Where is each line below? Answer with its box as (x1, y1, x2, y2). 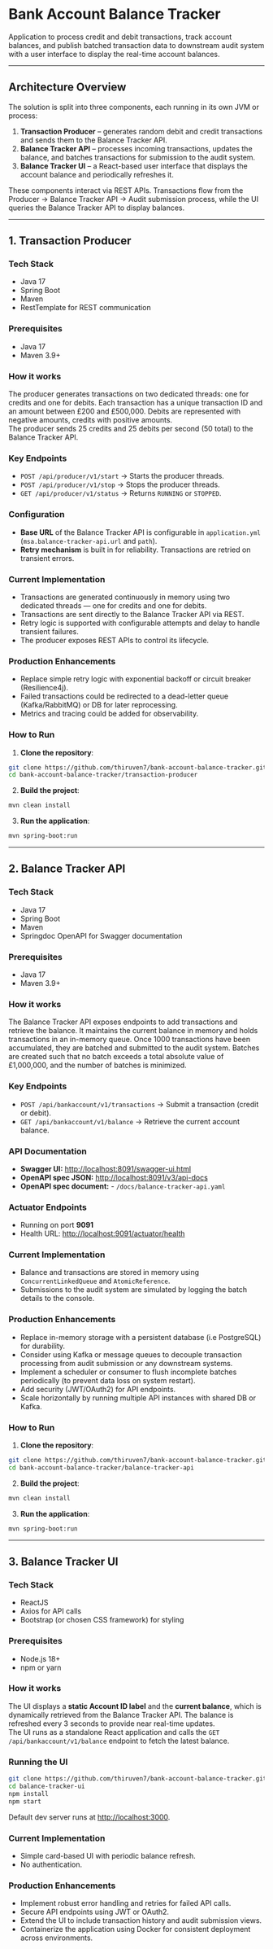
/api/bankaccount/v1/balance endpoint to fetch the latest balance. (8, 1736, 230, 1745)
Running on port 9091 (19, 1220, 94, 1230)
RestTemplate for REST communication (19, 303, 152, 313)
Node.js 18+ (19, 1653, 61, 1663)
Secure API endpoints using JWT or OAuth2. (19, 1907, 169, 1917)
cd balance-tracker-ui (8, 1782, 85, 1791)
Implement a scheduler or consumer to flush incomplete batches (19, 1367, 237, 1377)
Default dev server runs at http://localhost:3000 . (8, 1812, 171, 1822)
